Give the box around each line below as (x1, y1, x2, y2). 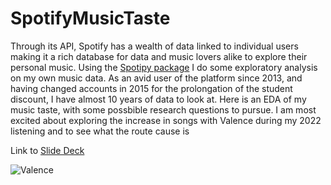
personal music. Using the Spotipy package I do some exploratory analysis (10, 61, 318, 73)
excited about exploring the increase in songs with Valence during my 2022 (10, 114, 322, 126)
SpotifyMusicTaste (10, 7, 171, 30)
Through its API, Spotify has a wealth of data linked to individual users (10, 40, 299, 52)
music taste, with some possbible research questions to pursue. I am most (10, 103, 317, 116)
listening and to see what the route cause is (10, 125, 190, 137)
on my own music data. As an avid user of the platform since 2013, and (10, 72, 303, 84)
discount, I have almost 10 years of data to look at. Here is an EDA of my (10, 93, 307, 105)
